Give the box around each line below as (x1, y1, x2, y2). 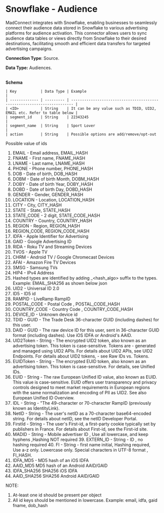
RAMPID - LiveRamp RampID (12, 296, 71, 302)
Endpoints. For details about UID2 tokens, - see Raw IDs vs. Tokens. (12, 353, 149, 359)
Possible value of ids (5, 140, 47, 146)
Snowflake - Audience (5, 3, 98, 15)
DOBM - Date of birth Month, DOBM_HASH (12, 176, 100, 182)
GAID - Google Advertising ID (12, 238, 72, 244)
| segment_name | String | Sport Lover (5, 123, 96, 128)
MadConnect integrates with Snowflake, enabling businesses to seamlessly (5, 20, 158, 26)
